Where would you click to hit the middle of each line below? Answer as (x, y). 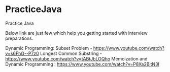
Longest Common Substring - (71, 53)
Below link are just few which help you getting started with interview (77, 33)
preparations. (19, 38)
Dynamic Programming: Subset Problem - (49, 48)
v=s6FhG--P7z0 (22, 53)
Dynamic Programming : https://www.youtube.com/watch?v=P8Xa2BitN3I (82, 64)
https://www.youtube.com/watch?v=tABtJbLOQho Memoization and (77, 58)
